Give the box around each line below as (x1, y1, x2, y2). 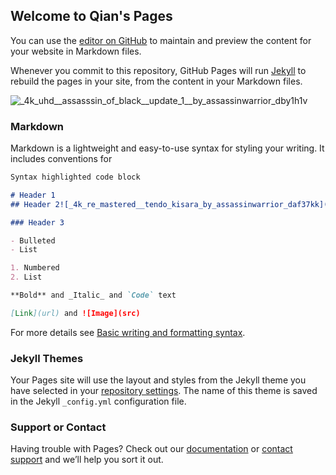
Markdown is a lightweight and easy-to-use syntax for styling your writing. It (10, 142, 325, 154)
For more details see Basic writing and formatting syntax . (10, 326, 246, 338)
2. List (10, 272, 43, 283)
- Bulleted (10, 235, 56, 246)
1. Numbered (10, 263, 60, 273)
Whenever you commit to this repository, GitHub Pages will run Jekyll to (10, 64, 307, 76)
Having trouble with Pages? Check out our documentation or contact (10, 443, 293, 455)
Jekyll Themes (10, 351, 84, 365)
